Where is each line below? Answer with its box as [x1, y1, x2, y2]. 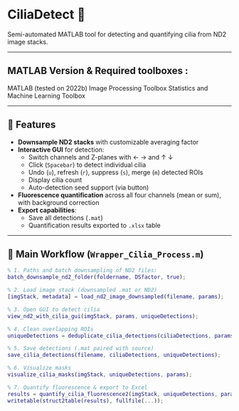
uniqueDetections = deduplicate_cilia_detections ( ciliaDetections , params [7, 332, 234, 339]
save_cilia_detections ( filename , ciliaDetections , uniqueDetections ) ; [7, 352, 221, 359]
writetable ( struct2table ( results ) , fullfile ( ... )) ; [7, 397, 164, 405]
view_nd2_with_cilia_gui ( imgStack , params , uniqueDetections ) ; [7, 313, 199, 320]
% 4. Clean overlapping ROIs [7, 326, 94, 333]
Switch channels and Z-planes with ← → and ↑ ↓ [28, 152, 174, 161]
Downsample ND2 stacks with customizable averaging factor [17, 137, 199, 146]
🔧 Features [7, 119, 56, 131]
